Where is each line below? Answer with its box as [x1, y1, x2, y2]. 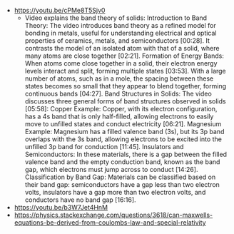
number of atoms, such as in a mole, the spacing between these [24, 74, 214, 83]
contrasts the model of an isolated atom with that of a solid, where [24, 44, 220, 52]
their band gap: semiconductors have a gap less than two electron [24, 180, 220, 188]
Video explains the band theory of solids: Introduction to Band [24, 14, 208, 22]
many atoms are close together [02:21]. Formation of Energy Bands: [24, 51, 225, 60]
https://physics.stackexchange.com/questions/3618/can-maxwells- [14, 210, 213, 219]
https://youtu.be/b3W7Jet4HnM [14, 203, 108, 211]
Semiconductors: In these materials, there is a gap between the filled [24, 150, 227, 158]
